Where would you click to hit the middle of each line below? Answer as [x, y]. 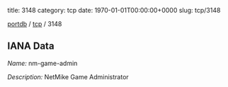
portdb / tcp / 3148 [35, 24]
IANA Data [31, 46]
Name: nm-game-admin [42, 63]
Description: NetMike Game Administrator [68, 76]
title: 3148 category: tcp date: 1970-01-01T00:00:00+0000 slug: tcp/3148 [114, 10]
